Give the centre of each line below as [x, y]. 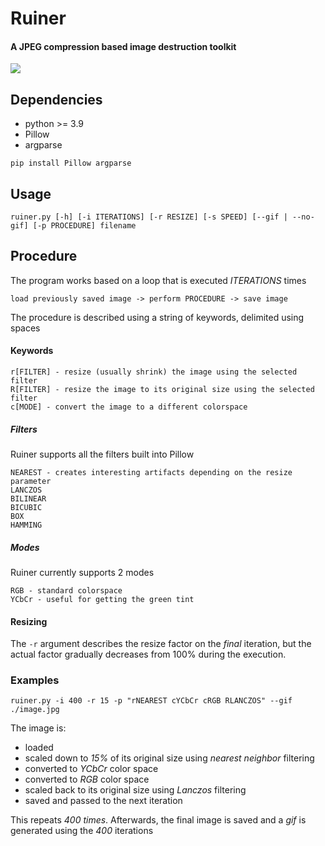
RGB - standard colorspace [66, 590]
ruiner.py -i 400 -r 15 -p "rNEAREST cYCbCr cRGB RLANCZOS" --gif [151, 701]
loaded [39, 748]
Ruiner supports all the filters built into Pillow [102, 454]
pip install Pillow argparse [71, 163]
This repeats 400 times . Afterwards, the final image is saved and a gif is [158, 820]
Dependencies [56, 99]
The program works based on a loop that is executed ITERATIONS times [158, 280]
